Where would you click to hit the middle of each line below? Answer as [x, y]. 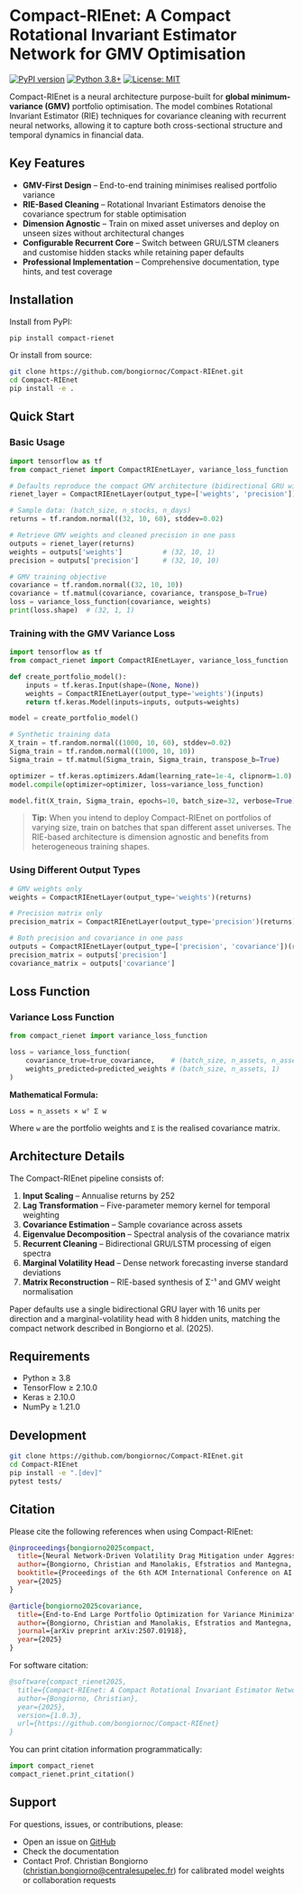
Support [33, 1802]
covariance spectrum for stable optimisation [104, 214]
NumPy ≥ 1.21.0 [51, 1407]
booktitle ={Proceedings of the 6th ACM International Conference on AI [155, 1573]
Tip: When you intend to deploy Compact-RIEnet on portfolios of [151, 818]
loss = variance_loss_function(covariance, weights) [110, 602]
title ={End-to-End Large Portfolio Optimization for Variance [137, 1614]
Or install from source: [51, 355]
